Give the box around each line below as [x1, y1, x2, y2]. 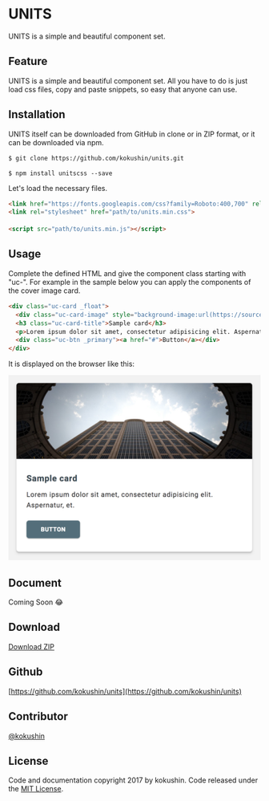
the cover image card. [8, 286, 81, 295]
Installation [8, 108, 66, 121]
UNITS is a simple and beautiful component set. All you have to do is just [8, 75, 248, 85]
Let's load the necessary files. [8, 183, 108, 193]
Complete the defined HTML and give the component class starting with [8, 268, 247, 278]
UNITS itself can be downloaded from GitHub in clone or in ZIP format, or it [8, 129, 255, 139]
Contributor [8, 710, 68, 723]
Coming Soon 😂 [8, 597, 64, 607]
